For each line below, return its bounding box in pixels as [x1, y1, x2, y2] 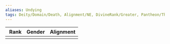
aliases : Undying [5, 7, 42, 13]
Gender [26, 28, 45, 35]
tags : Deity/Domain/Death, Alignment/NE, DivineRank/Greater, [5, 12, 139, 17]
